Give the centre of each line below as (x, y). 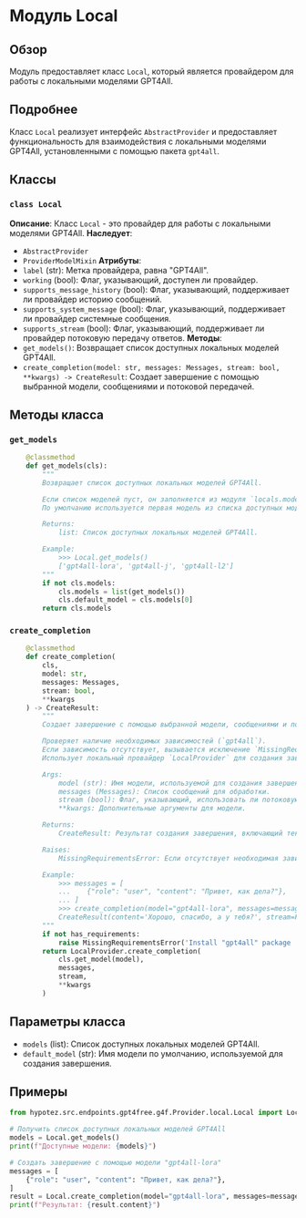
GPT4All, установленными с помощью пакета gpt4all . (115, 150)
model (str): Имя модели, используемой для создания (160, 783)
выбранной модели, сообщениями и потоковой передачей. (138, 386)
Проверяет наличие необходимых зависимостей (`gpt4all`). (154, 741)
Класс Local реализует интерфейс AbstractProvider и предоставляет (143, 131)
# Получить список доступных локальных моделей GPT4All (117, 1130)
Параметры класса (67, 1022)
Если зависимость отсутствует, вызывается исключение (146, 750)
